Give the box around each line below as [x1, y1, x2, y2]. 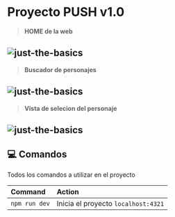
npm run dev [10, 199, 51, 207]
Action [56, 186, 79, 196]
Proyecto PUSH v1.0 [7, 4, 125, 20]
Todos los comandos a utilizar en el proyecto [7, 171, 135, 179]
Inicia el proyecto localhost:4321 [56, 198, 165, 208]
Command [10, 186, 47, 196]
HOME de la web [24, 27, 73, 35]
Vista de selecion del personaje [24, 104, 117, 112]
